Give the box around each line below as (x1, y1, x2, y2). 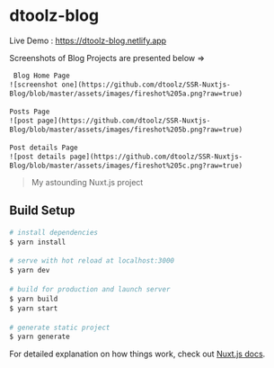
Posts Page (9, 107, 50, 116)
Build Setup (9, 203, 75, 219)
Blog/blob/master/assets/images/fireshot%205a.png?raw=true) (9, 89, 243, 98)
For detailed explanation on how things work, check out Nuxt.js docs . (9, 348, 266, 360)
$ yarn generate (9, 332, 70, 342)
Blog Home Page (13, 71, 70, 80)
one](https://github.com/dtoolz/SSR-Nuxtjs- (61, 80, 231, 89)
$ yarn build (9, 294, 58, 303)
